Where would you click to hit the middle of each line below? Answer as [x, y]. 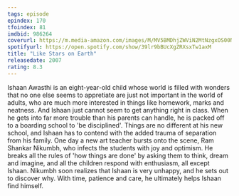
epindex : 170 [27, 21]
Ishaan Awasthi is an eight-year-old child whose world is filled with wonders [118, 87]
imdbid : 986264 [30, 34]
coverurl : [22, 41]
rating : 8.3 [25, 67]
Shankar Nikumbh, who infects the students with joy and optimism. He [110, 148]
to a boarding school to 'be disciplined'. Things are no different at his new [115, 125]
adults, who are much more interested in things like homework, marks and [116, 102]
